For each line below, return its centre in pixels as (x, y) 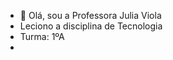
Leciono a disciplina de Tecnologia (91, 26)
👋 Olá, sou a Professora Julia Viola (90, 15)
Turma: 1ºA (42, 36)
